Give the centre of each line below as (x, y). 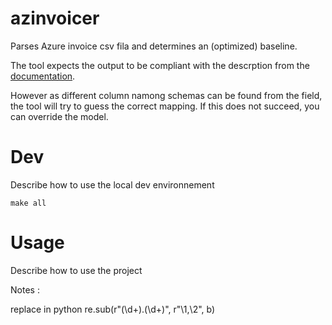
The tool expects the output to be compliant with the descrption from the (160, 65)
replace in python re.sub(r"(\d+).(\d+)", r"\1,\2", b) (113, 309)
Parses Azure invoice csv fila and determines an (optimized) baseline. (154, 46)
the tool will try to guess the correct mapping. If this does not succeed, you (165, 106)
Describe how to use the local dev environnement (112, 184)
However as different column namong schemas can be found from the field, (166, 95)
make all (28, 203)
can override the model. (59, 116)
